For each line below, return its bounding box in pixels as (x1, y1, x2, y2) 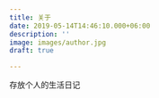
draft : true (9, 46, 54, 55)
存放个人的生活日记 (9, 79, 81, 90)
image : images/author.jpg (9, 37, 106, 47)
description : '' (9, 29, 70, 38)
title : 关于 (9, 12, 51, 22)
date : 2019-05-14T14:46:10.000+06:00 (9, 21, 151, 30)
